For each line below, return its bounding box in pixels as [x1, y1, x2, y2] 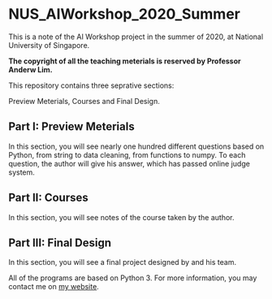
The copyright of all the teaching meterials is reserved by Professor [8, 56, 241, 66]
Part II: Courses [8, 191, 89, 205]
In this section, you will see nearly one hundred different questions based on [8, 141, 265, 151]
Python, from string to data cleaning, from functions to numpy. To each [8, 149, 246, 159]
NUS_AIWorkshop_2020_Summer [8, 5, 241, 24]
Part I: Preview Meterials [8, 119, 136, 134]
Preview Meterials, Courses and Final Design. [8, 96, 160, 106]
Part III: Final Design [8, 236, 112, 249]
